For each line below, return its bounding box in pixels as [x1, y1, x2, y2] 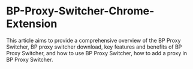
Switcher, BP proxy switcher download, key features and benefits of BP [6, 43, 182, 50]
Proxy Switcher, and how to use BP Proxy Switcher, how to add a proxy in [6, 49, 188, 56]
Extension [6, 17, 58, 31]
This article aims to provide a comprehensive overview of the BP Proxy [6, 37, 181, 44]
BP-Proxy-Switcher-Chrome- [6, 4, 155, 18]
